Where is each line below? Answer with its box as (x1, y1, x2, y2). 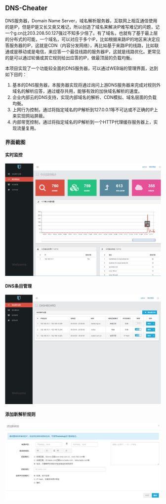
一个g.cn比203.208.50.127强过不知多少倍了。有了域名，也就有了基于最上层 (5, 30, 158, 36)
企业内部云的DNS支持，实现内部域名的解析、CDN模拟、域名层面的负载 (12, 94, 157, 100)
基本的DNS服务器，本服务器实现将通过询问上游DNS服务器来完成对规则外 (12, 82, 161, 88)
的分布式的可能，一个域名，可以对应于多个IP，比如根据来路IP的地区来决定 (5, 36, 156, 42)
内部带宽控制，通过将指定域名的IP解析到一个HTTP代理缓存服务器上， (12, 119, 154, 125)
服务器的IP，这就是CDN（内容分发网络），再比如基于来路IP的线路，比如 (9, 42, 155, 48)
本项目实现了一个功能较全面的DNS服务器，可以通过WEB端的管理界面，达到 (5, 65, 159, 71)
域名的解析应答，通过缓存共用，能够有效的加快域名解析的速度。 (12, 88, 142, 94)
